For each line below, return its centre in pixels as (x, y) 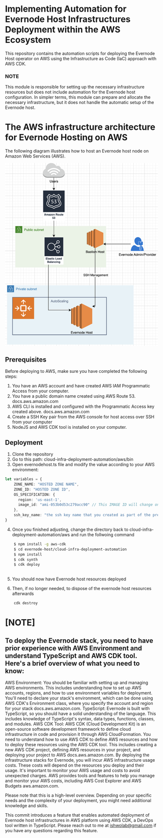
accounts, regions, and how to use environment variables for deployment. (79, 693)
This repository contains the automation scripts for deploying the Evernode (80, 53)
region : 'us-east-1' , (40, 500)
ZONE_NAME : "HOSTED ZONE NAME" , (46, 484)
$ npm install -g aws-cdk (40, 544)
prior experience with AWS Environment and (73, 648)
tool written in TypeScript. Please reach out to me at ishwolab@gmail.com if (81, 825)
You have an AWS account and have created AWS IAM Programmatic (81, 386)
